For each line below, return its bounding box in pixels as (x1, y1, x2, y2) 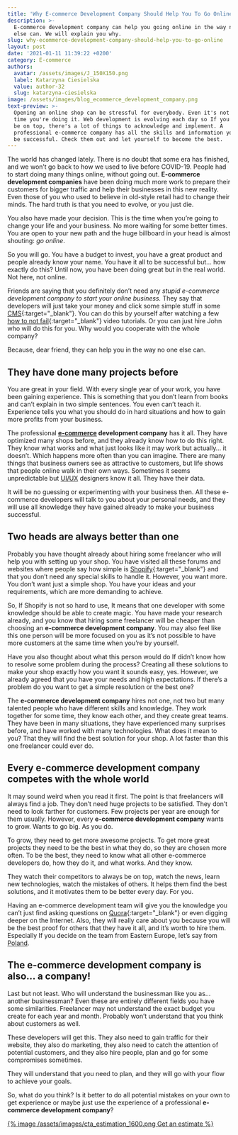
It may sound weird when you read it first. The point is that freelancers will (7, 792, 225, 800)
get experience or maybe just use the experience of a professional (7, 1098, 202, 1107)
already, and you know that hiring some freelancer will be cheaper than (7, 616, 215, 625)
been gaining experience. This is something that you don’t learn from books (7, 393, 229, 401)
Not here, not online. (7, 273, 67, 281)
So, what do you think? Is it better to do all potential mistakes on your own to (7, 1090, 230, 1099)
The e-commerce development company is (7, 959, 202, 971)
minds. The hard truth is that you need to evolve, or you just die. (7, 200, 194, 209)
